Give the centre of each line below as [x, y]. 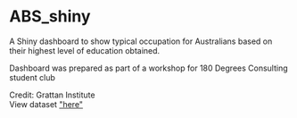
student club [33, 77]
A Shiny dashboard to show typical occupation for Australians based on [141, 41]
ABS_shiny [50, 17]
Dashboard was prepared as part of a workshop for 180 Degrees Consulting [148, 68]
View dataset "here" [46, 104]
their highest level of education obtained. [85, 50]
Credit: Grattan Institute [52, 95]
